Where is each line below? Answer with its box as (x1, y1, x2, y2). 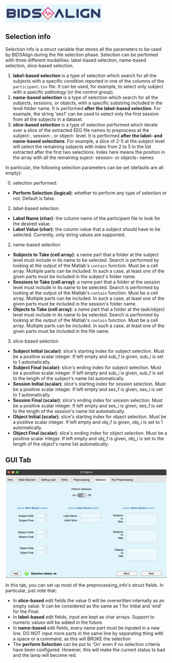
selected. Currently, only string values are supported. (12, 231, 126, 238)
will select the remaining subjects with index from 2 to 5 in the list (12, 144, 151, 150)
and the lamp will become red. (12, 652, 77, 658)
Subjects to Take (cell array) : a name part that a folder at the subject (12, 252, 159, 258)
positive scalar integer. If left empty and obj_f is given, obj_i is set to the (12, 435, 164, 441)
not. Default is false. (12, 195, 55, 201)
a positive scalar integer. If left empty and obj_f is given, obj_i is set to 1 (12, 419, 163, 425)
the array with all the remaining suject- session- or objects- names (12, 154, 154, 160)
